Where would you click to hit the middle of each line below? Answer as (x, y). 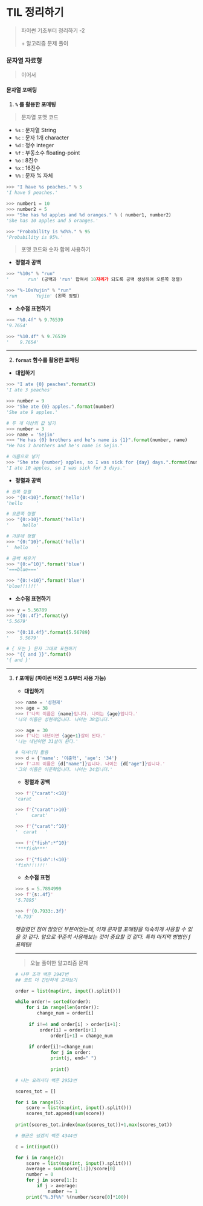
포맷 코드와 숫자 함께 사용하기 (56, 250)
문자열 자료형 (24, 60)
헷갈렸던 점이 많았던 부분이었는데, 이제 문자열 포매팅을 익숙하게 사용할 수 (100, 929)
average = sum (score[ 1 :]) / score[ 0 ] (71, 1169)
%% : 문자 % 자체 (34, 176)
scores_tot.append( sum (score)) (66, 1114)
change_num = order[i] (66, 1013)
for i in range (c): (40, 1158)
